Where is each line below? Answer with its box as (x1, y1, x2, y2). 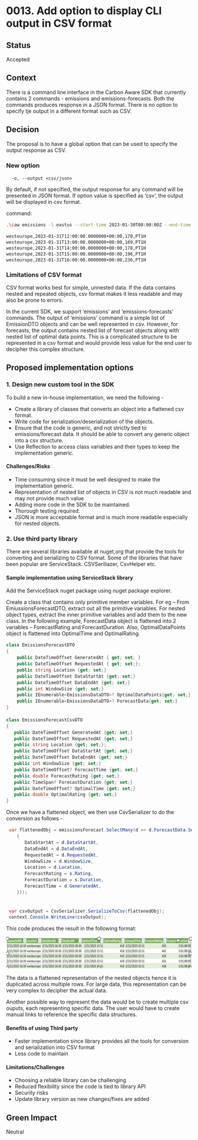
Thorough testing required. (14, 507, 81, 514)
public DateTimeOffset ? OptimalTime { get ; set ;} (14, 786, 136, 792)
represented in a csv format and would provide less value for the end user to (6, 340, 192, 347)
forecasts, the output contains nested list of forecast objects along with (6, 327, 180, 334)
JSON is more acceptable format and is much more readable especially (14, 513, 188, 520)
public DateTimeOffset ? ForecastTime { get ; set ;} (14, 767, 138, 773)
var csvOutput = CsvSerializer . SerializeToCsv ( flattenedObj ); (8, 908, 165, 914)
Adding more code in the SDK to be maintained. (14, 501, 131, 508)
